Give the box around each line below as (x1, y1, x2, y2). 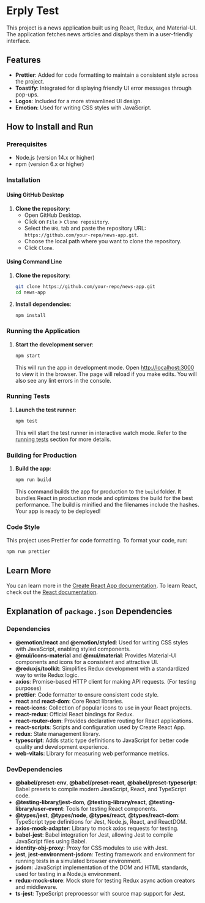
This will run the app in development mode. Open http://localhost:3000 (15, 364, 195, 371)
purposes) (15, 684, 42, 692)
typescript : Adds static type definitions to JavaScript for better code (15, 737, 189, 744)
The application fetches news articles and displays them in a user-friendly (6, 30, 193, 37)
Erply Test (6, 4, 59, 18)
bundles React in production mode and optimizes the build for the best (15, 494, 193, 501)
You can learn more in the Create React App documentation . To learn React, (6, 582, 198, 589)
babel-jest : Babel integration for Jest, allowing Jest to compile (15, 831, 173, 838)
